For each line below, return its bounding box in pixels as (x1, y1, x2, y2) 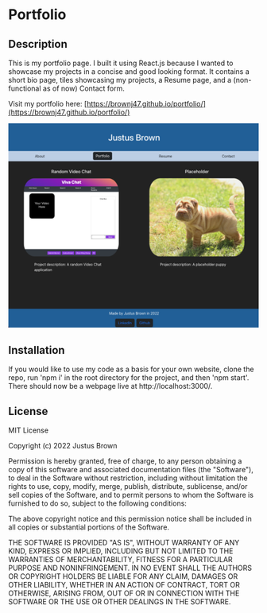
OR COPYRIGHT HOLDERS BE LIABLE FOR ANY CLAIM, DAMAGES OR (8, 572, 238, 581)
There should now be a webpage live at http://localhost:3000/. (8, 382, 213, 391)
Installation (8, 343, 65, 357)
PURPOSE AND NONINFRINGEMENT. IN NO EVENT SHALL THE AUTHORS (8, 563, 253, 573)
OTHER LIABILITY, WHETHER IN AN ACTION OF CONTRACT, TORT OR (8, 580, 240, 590)
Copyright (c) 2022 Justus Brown (8, 441, 118, 451)
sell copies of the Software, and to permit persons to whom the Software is (8, 491, 254, 500)
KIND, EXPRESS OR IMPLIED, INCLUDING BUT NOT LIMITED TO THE (8, 546, 234, 556)
